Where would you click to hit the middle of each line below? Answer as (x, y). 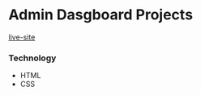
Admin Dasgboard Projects (100, 15)
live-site (22, 37)
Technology (32, 58)
